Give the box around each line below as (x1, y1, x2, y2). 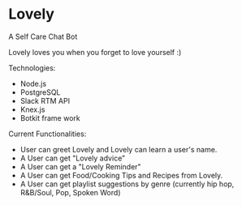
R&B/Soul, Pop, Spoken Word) (19, 187, 121, 197)
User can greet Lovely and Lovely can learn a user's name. (19, 144, 218, 154)
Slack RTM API (19, 96, 71, 105)
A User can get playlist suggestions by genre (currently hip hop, (19, 179, 235, 189)
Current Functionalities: (8, 129, 87, 139)
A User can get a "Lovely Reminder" (19, 161, 141, 171)
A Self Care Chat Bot (8, 32, 78, 41)
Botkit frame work (19, 113, 80, 122)
